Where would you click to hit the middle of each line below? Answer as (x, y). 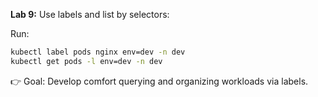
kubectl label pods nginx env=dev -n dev (98, 52)
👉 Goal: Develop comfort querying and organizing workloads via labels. (159, 81)
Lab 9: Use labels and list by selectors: (90, 14)
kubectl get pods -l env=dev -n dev (86, 61)
